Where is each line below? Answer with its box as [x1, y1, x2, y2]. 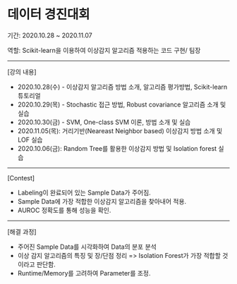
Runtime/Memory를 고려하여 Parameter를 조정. [17, 268, 151, 277]
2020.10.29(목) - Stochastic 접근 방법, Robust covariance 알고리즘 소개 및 [17, 100, 226, 109]
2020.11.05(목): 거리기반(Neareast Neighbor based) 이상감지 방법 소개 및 [17, 126, 223, 135]
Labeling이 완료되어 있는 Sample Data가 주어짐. [17, 188, 152, 197]
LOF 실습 [17, 135, 43, 144]
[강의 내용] [7, 68, 37, 76]
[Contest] [7, 173, 35, 182]
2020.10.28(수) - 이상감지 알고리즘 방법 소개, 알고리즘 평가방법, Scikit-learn [17, 82, 228, 91]
